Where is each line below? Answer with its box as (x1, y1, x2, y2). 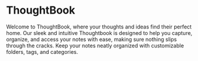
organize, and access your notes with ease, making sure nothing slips (6, 36, 177, 43)
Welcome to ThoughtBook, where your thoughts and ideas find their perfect (6, 23, 192, 30)
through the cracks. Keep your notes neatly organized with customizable (6, 42, 184, 49)
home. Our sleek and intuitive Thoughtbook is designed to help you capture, (6, 29, 193, 36)
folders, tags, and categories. (6, 48, 78, 55)
